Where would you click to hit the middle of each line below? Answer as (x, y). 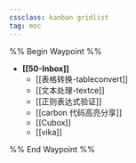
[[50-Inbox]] (45, 69)
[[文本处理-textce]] (70, 90)
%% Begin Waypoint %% (56, 51)
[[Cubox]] (53, 122)
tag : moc (25, 26)
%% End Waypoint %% (52, 149)
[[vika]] (48, 132)
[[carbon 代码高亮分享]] (79, 112)
